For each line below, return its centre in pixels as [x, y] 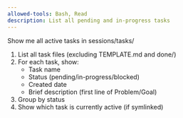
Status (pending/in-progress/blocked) [84, 77]
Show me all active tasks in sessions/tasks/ [71, 40]
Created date [48, 84]
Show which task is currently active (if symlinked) [90, 107]
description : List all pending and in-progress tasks [89, 20]
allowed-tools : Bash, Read [47, 14]
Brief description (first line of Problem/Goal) [93, 92]
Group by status [41, 99]
